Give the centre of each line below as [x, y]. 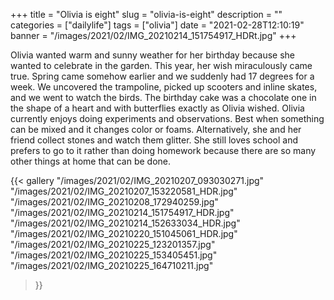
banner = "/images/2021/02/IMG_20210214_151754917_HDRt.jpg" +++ [153, 35]
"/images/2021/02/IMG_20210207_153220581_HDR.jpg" [124, 191]
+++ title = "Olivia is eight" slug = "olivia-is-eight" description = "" [146, 14]
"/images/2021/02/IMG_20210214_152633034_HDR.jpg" [125, 223]
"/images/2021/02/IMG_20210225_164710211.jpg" [112, 265]
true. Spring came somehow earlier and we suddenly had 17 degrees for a [162, 76]
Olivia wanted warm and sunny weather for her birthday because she [152, 55]
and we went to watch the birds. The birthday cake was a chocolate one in [163, 97]
